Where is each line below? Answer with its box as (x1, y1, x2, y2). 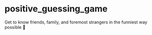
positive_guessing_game (4, 3, 108, 14)
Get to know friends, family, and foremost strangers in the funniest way (4, 19, 148, 25)
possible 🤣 (4, 24, 26, 30)
